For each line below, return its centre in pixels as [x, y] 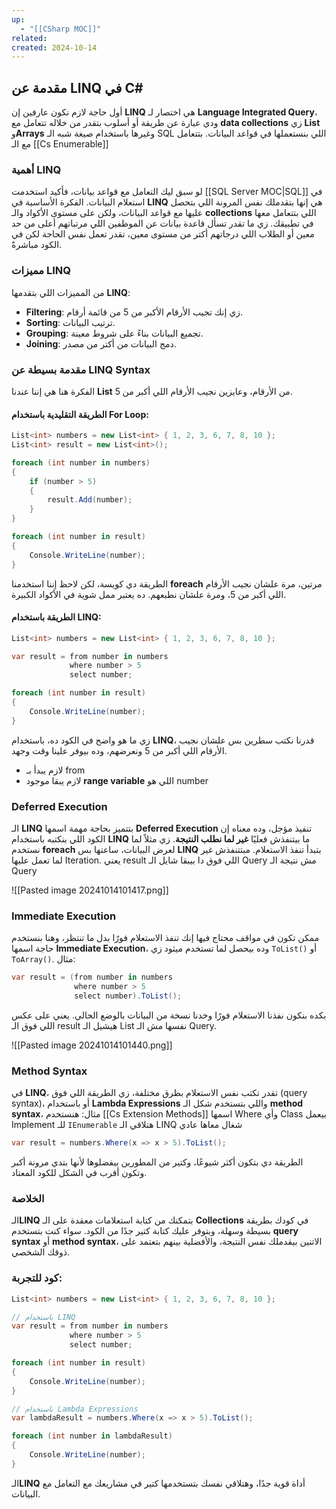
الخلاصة [28, 1199]
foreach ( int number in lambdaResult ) [92, 1436]
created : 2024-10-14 [54, 47]
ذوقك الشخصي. [40, 1252]
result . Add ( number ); [90, 500]
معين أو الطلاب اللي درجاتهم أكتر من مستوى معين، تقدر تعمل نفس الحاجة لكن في [163, 234]
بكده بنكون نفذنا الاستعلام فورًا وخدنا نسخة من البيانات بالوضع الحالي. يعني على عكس [169, 1015]
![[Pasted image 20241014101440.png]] [92, 1045]
